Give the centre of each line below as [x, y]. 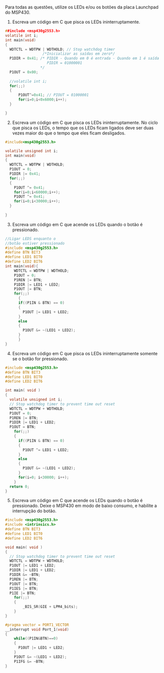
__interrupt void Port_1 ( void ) [37, 629]
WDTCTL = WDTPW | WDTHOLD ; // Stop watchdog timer [62, 49]
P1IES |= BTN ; [24, 588]
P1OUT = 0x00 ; [24, 72]
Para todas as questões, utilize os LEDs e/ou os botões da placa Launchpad [82, 7]
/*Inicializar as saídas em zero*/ [79, 54]
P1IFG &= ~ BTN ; [29, 661]
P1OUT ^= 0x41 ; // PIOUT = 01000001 [54, 95]
